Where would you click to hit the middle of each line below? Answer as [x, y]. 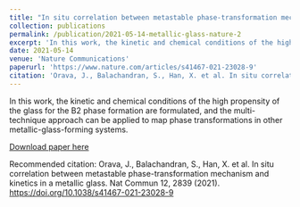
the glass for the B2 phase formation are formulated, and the [121, 110]
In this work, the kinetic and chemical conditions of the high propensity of [145, 101]
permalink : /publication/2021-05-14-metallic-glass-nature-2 [125, 34]
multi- [245, 110]
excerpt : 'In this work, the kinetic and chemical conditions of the [142, 42]
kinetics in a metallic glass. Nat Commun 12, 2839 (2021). [115, 183]
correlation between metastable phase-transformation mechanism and [139, 173]
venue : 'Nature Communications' [69, 59]
